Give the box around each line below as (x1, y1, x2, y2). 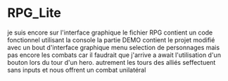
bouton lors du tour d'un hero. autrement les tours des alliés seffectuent (7, 58, 216, 66)
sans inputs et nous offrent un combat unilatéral (7, 66, 146, 74)
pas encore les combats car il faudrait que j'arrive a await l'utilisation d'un (7, 51, 222, 59)
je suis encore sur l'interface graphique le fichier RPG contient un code (7, 28, 213, 37)
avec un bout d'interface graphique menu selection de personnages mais (7, 43, 220, 51)
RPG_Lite (7, 5, 61, 21)
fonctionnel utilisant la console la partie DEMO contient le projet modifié (7, 35, 215, 44)
